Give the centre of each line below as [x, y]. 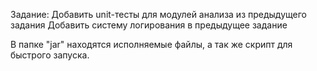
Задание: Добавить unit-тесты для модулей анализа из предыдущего [158, 14]
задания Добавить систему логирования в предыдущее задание [149, 25]
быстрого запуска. [50, 55]
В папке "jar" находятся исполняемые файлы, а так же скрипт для [151, 44]
